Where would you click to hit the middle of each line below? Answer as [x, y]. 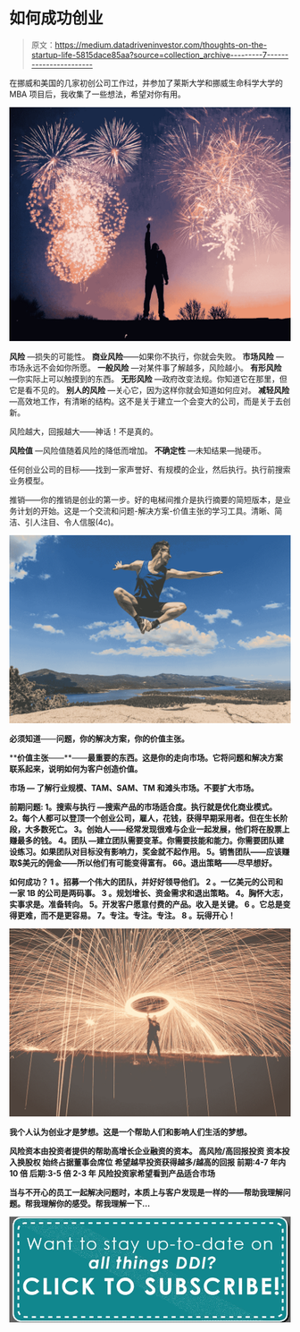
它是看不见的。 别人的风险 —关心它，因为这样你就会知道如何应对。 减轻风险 [150, 390]
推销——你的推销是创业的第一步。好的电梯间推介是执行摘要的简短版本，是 [146, 500]
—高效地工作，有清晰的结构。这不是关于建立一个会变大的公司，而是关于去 [146, 401]
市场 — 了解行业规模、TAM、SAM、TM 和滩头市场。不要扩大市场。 [134, 788]
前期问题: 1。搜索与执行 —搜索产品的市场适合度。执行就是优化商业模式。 [143, 807]
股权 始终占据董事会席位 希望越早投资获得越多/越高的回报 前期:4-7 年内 [155, 1162]
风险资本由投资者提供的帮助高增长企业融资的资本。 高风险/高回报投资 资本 [146, 1150]
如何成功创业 [57, 18]
